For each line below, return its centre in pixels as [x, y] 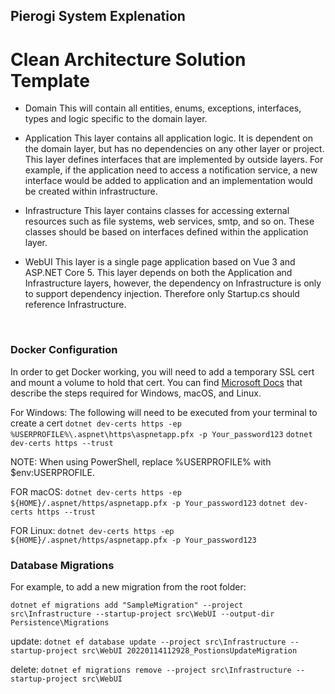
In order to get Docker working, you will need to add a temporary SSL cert [162, 371]
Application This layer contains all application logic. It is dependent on [168, 138]
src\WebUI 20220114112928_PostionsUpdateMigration [189, 650]
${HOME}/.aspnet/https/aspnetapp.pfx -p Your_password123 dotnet [148, 503]
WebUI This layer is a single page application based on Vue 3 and [160, 262]
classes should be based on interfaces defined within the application [166, 232]
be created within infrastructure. [91, 191]
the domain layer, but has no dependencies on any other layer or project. [174, 149]
